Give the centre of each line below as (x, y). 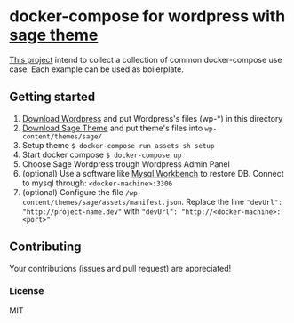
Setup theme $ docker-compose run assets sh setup (118, 145)
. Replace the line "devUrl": (232, 201)
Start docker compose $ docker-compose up (102, 154)
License (27, 291)
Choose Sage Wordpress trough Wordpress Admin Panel (126, 164)
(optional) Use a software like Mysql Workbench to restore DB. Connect (153, 173)
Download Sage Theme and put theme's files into (112, 128)
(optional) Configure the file (73, 192)
